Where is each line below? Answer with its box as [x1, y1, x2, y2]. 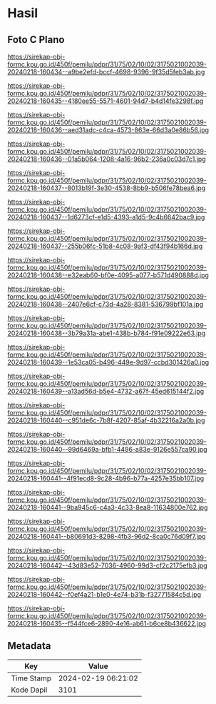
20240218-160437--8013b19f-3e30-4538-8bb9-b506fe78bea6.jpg [7, 184, 205, 192]
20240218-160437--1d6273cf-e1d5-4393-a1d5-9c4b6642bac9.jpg [7, 213, 205, 221]
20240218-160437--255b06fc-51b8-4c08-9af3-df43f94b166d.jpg [7, 242, 203, 250]
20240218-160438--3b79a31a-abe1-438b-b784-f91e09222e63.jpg [7, 329, 206, 337]
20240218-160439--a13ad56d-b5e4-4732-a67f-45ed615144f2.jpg [7, 387, 205, 395]
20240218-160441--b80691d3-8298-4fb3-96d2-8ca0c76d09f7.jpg [7, 532, 206, 540]
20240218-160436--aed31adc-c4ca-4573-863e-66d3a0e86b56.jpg [7, 126, 209, 134]
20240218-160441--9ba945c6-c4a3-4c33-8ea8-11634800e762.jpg [7, 503, 208, 512]
